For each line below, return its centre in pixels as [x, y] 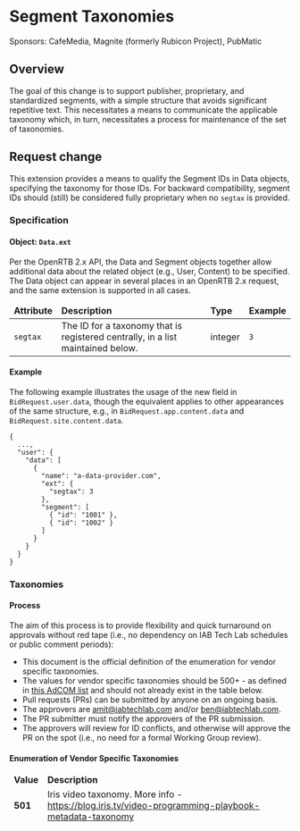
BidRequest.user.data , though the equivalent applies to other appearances [146, 401]
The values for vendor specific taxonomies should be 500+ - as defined [154, 681]
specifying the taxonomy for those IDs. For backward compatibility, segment [150, 188]
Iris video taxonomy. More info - [115, 794]
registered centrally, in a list [119, 337]
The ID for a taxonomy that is [122, 325]
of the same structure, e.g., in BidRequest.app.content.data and [126, 411]
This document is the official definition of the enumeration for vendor [149, 662]
